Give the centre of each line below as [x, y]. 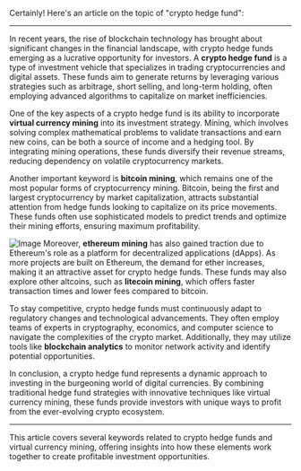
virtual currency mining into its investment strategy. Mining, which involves [149, 123]
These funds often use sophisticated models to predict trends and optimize [148, 216]
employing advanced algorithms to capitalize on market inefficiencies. [138, 96]
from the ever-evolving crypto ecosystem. [87, 411]
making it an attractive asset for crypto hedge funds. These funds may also [148, 272]
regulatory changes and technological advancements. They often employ [144, 318]
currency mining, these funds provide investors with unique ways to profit [146, 402]
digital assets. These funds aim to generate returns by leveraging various [144, 77]
